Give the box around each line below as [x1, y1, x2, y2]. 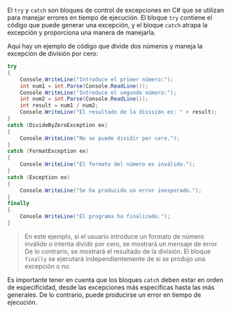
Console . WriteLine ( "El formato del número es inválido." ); [20, 161, 196, 168]
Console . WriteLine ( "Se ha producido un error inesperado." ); [20, 187, 202, 194]
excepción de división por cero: [7, 49, 98, 58]
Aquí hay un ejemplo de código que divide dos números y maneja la [7, 42, 203, 50]
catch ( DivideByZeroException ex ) [7, 121, 108, 128]
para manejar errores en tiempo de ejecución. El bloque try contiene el [7, 13, 212, 22]
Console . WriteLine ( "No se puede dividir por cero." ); [20, 135, 180, 142]
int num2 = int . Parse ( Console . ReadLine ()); [20, 95, 149, 102]
